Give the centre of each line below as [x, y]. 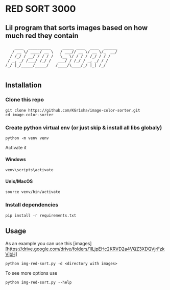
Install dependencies [32, 205]
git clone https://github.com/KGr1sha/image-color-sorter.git [73, 110]
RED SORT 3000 [41, 9]
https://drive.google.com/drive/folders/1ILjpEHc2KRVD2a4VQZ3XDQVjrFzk [86, 249]
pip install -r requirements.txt [41, 215]
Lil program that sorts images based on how [77, 28]
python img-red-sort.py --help [39, 282]
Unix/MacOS [19, 181]
